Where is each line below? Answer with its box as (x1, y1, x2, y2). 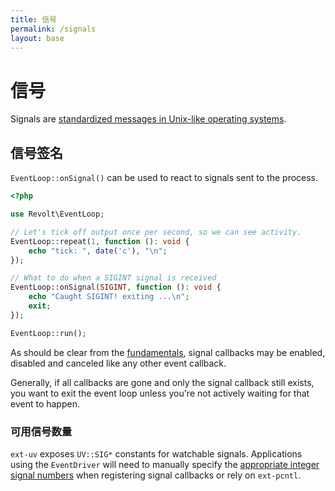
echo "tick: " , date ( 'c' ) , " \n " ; (28, 246, 168, 256)
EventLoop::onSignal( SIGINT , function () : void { (10, 282, 222, 293)
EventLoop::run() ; (10, 328, 87, 338)
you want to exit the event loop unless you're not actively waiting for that (10, 387, 310, 399)
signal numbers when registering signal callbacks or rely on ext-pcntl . (10, 469, 302, 481)
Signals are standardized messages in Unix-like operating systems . (10, 113, 287, 125)
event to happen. (10, 397, 80, 410)
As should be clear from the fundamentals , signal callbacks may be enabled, (10, 346, 326, 358)
